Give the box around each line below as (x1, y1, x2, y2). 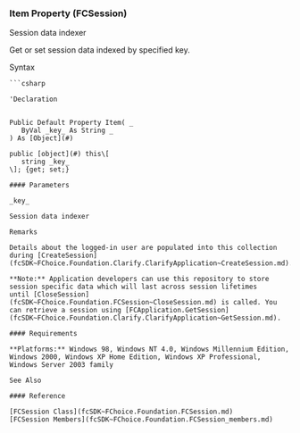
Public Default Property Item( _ (9, 119, 134, 128)
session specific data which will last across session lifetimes (9, 282, 257, 292)
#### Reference (9, 392, 66, 401)
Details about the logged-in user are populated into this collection (9, 244, 278, 253)
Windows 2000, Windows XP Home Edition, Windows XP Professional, (9, 353, 262, 362)
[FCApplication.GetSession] (124, 306, 229, 315)
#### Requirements (9, 329, 78, 338)
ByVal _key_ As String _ (21, 126, 114, 136)
